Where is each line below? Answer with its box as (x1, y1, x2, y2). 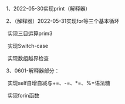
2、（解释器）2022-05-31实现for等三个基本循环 (6, 18, 120, 25)
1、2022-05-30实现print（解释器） (6, 5, 91, 12)
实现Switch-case (7, 43, 49, 49)
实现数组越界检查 (7, 55, 49, 61)
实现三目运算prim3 (7, 30, 53, 37)
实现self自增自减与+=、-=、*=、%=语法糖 (7, 79, 110, 86)
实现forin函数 (7, 92, 40, 99)
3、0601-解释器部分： (6, 67, 60, 74)
